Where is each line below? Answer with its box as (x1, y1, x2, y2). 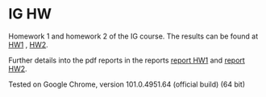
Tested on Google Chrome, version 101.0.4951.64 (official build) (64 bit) (8, 79, 246, 89)
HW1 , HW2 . (8, 39, 48, 49)
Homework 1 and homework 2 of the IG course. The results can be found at (8, 31, 259, 41)
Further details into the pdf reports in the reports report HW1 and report (8, 55, 246, 65)
